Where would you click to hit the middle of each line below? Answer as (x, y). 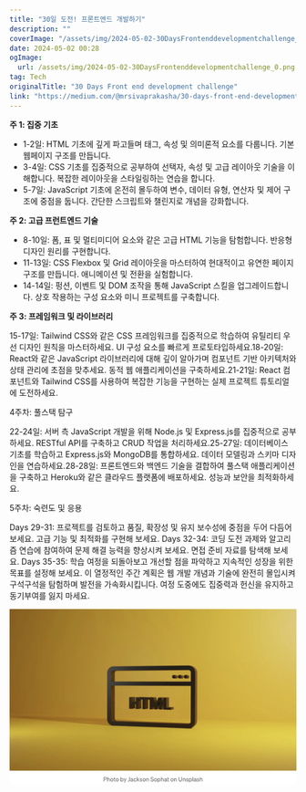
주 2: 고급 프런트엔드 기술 (54, 220)
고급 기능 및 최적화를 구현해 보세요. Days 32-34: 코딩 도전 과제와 (151, 538)
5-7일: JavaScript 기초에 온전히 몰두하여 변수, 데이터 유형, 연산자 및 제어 (152, 189)
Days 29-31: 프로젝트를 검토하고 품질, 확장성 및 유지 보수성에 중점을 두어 (139, 527)
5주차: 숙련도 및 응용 (46, 507)
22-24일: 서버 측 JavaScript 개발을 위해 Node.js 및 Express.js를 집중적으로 (145, 431)
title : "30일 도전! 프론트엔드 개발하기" (77, 19)
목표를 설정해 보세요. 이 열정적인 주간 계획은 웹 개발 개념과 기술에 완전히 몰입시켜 (153, 573)
